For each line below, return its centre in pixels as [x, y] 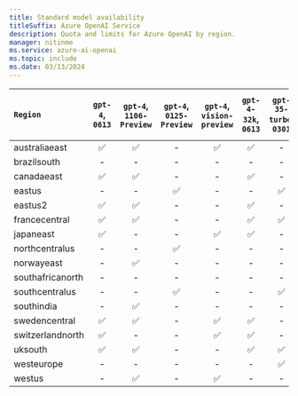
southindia [35, 305]
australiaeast [41, 147]
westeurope [39, 363]
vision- [217, 115]
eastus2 [31, 205]
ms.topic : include [43, 59]
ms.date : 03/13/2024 [47, 67]
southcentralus [45, 291]
